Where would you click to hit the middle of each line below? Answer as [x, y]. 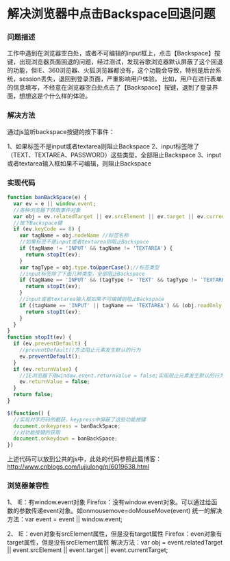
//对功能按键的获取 [37, 432]
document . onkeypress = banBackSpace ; [67, 426]
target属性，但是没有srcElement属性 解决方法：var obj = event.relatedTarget [115, 542]
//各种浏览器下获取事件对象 [47, 210]
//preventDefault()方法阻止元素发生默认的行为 [80, 350]
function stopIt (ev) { [39, 337]
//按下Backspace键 [38, 223]
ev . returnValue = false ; [55, 382]
